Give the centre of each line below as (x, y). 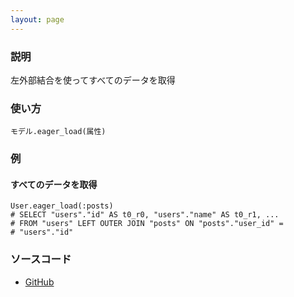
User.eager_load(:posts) (62, 206)
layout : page (37, 19)
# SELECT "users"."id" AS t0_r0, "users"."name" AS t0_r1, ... (145, 215)
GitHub (39, 282)
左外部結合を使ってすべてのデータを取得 (93, 80)
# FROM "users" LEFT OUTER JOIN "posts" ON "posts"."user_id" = (147, 224)
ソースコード (41, 259)
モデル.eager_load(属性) (58, 132)
